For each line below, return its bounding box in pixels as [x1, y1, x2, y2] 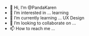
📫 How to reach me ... [9, 26, 55, 31]
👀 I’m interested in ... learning [9, 10, 69, 16]
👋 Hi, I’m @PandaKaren [9, 5, 57, 10]
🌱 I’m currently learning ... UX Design [9, 15, 85, 20]
